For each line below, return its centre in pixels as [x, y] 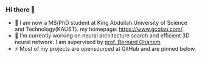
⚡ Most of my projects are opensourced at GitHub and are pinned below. [105, 49]
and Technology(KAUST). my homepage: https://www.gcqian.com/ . [99, 29]
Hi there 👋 [21, 10]
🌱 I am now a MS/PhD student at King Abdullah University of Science [101, 23]
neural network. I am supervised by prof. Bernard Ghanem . [88, 42]
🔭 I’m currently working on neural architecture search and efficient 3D [102, 36]
